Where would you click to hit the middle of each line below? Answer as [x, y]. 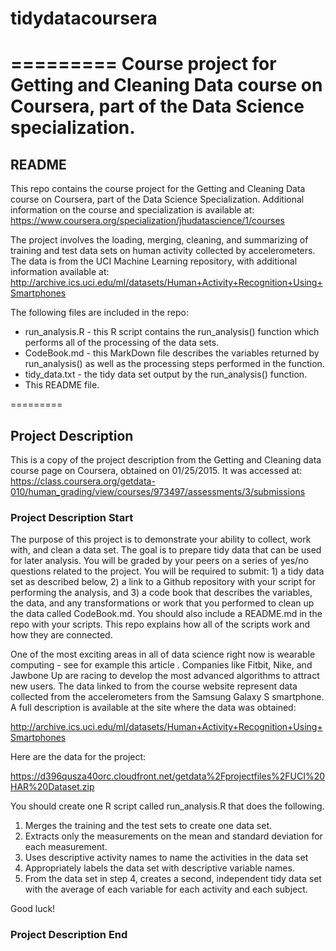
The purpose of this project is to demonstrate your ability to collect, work [161, 539]
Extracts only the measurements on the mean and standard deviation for [173, 836]
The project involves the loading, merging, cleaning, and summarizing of [159, 240]
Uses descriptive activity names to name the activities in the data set [166, 858]
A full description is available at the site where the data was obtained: [153, 708]
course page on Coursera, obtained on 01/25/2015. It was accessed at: [156, 470]
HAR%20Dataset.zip [52, 787]
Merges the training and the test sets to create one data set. [148, 826]
